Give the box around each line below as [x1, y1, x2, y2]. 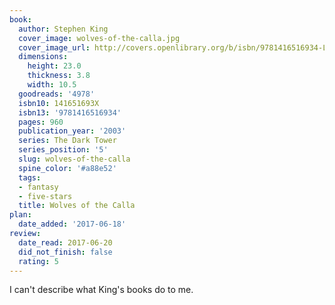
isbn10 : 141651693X [18, 98, 100, 108]
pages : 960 [18, 117, 64, 127]
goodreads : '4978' [18, 89, 96, 99]
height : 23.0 [27, 61, 82, 71]
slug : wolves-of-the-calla [18, 154, 131, 164]
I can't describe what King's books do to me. [9, 284, 194, 296]
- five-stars [18, 191, 73, 201]
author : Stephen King [18, 24, 109, 34]
